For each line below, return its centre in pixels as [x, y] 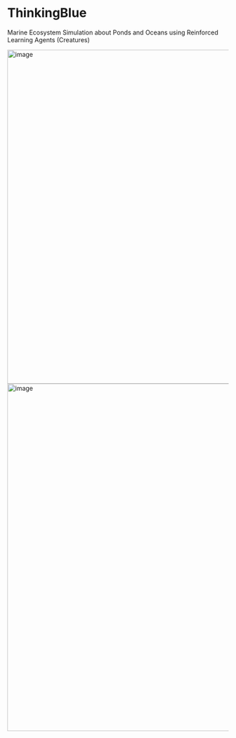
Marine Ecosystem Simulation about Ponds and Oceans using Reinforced [113, 32]
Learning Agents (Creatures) [48, 39]
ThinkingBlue [47, 13]
